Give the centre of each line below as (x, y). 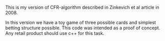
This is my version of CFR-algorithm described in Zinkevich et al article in (82, 7)
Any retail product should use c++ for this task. (55, 33)
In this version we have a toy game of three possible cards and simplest (81, 23)
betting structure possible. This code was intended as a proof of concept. (83, 28)
